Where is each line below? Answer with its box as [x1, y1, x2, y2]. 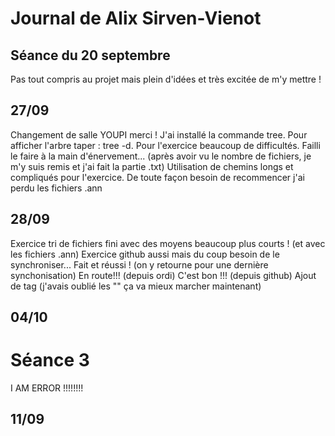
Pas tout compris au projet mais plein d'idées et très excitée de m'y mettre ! [10, 73, 322, 85]
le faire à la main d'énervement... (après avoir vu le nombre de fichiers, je [10, 150, 312, 162]
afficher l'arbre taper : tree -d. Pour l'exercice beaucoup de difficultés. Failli [10, 139, 321, 151]
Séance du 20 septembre [10, 47, 171, 64]
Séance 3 [10, 349, 90, 372]
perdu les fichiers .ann [10, 182, 103, 194]
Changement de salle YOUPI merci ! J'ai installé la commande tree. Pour [10, 128, 308, 141]
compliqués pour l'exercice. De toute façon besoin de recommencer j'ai [10, 171, 305, 183]
